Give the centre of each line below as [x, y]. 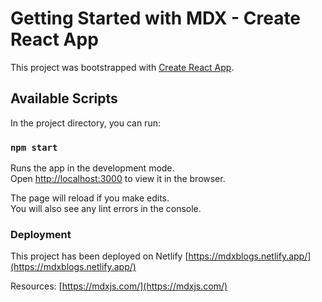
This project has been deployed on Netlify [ [99, 256]
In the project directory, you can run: [85, 123]
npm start [34, 147]
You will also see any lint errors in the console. [106, 209]
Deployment [41, 234]
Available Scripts [64, 98]
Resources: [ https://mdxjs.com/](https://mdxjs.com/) [119, 286]
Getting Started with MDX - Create [156, 18]
